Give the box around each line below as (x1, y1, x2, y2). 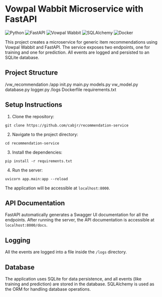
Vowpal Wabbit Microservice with (5, 3, 144, 15)
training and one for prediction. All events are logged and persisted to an (5, 49, 150, 55)
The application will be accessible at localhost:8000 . (5, 185, 110, 191)
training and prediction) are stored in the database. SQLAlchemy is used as (5, 281, 155, 287)
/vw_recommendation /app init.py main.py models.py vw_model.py (5, 81, 138, 87)
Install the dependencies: (12, 149, 63, 155)
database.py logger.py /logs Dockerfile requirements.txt (5, 86, 117, 93)
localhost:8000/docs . (5, 222, 48, 228)
